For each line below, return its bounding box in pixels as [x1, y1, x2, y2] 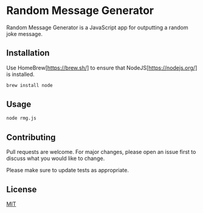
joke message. [6, 30, 43, 37]
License [6, 184, 37, 195]
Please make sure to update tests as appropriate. [6, 167, 129, 174]
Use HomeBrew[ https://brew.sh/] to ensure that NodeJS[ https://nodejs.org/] [6, 64, 198, 71]
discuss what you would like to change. [6, 155, 105, 162]
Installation [6, 48, 50, 58]
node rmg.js [6, 115, 36, 122]
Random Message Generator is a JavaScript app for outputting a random [6, 24, 188, 31]
